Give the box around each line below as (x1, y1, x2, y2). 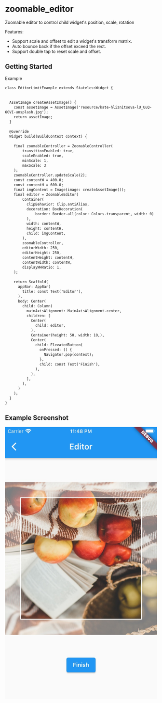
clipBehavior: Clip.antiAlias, (26, 202, 90, 207)
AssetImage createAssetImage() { (9, 100, 77, 105)
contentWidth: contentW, (22, 260, 72, 265)
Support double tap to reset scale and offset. (12, 48, 101, 54)
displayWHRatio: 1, (22, 265, 62, 270)
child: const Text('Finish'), (39, 362, 100, 367)
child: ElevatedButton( (35, 342, 83, 347)
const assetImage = (13, 105, 53, 110)
